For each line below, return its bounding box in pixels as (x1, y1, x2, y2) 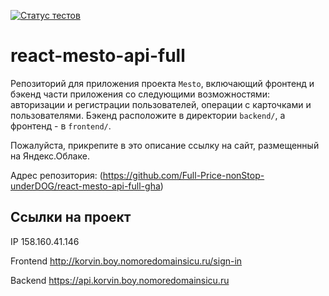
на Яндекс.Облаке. (10, 150, 90, 162)
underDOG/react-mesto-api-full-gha (10, 180, 161, 192)
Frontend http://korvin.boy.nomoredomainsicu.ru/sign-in (10, 255, 243, 267)
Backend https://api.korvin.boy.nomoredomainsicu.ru (10, 274, 230, 286)
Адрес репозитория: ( (10, 169, 103, 181)
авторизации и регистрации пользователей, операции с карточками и (10, 98, 312, 110)
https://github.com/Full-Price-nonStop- (102, 169, 265, 181)
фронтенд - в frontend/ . (10, 120, 112, 132)
